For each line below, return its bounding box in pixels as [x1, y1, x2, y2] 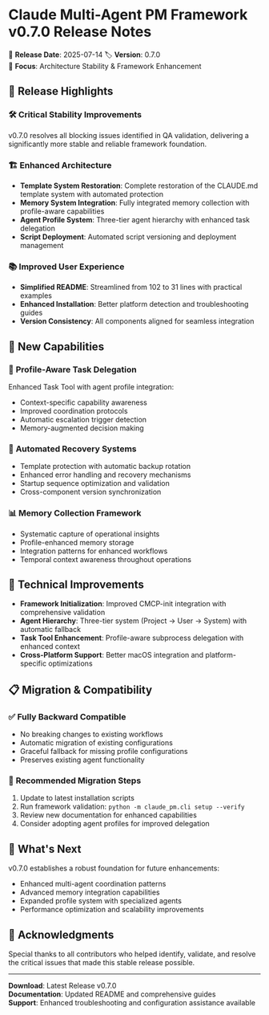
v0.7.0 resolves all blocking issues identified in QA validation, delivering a [8, 130, 250, 140]
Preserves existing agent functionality [19, 755, 146, 764]
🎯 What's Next [8, 842, 82, 856]
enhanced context [19, 642, 80, 651]
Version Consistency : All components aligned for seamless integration [19, 316, 255, 326]
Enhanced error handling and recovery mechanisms [19, 470, 191, 479]
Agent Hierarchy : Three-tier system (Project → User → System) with [19, 616, 247, 626]
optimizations [47, 658, 94, 668]
